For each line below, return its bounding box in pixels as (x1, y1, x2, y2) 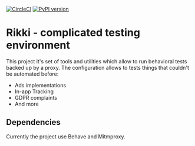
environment (6, 39, 71, 52)
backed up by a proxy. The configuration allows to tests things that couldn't (6, 64, 190, 71)
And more (14, 100, 39, 107)
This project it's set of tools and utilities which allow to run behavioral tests (6, 57, 187, 64)
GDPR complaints (14, 94, 58, 101)
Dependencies (6, 117, 61, 127)
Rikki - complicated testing (6, 26, 140, 39)
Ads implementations (14, 82, 67, 89)
